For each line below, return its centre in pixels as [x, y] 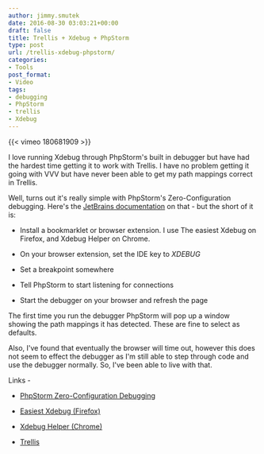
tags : [17, 89]
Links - [20, 380]
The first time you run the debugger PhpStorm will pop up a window [119, 316]
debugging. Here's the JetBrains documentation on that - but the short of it [131, 206]
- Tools [21, 68]
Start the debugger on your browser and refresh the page [114, 300]
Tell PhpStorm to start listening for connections [97, 285]
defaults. [23, 332]
